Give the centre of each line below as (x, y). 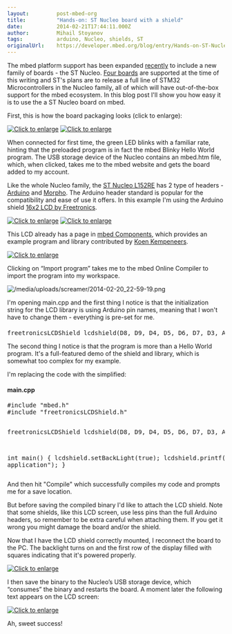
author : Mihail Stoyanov (55, 33)
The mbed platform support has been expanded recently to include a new (112, 65)
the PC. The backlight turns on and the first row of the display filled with (109, 547)
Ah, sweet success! (35, 623)
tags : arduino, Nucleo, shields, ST (75, 39)
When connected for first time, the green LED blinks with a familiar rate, (109, 142)
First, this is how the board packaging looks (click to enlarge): (95, 116)
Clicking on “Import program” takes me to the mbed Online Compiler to (108, 268)
